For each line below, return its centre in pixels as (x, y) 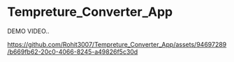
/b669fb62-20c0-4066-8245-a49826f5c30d (73, 52)
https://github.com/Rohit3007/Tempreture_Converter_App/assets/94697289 (117, 44)
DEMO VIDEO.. (28, 31)
